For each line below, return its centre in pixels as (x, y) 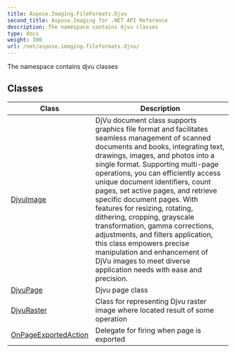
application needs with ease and (149, 269)
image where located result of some (155, 310)
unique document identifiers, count (153, 181)
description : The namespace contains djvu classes (83, 27)
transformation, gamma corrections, (155, 226)
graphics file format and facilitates (152, 129)
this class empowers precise (142, 243)
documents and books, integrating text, (160, 146)
